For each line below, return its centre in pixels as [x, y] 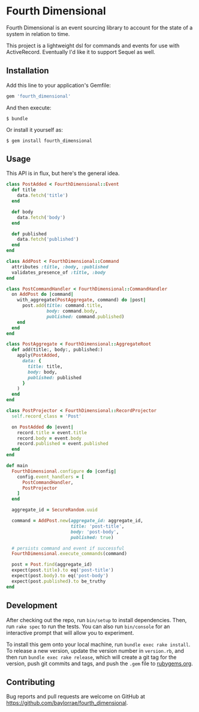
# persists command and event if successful [68, 548]
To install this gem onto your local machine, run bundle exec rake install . [98, 644]
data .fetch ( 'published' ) [48, 240]
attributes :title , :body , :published [60, 267]
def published [29, 234]
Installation [28, 71]
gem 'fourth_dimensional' [38, 96]
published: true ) [92, 537]
